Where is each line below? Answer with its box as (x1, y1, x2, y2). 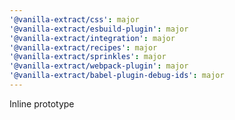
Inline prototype (9, 97, 75, 110)
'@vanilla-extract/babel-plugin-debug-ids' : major (9, 71, 225, 81)
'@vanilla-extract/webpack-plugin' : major (9, 61, 189, 71)
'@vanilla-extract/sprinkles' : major (9, 52, 167, 62)
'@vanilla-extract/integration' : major (9, 33, 176, 43)
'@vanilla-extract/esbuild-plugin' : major (9, 24, 189, 34)
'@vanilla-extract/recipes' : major (9, 42, 158, 53)
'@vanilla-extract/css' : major (9, 14, 140, 25)
